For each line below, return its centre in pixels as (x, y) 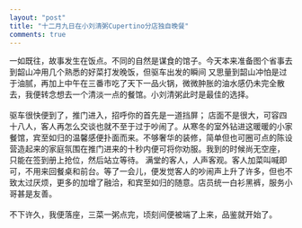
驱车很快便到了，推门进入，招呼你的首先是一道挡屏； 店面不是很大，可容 (144, 115)
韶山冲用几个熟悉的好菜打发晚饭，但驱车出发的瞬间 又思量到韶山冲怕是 (148, 72)
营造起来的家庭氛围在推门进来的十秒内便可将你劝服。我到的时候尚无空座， (147, 149)
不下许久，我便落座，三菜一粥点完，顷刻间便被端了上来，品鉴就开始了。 (143, 215)
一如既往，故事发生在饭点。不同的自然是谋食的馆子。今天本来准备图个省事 (147, 61)
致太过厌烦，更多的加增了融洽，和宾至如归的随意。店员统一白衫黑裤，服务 (147, 183)
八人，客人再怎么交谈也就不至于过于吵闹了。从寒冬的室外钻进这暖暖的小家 (155, 127)
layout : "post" (38, 18)
